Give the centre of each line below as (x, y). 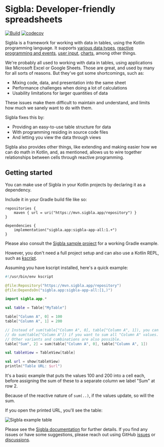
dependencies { (21, 225)
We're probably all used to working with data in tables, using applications (79, 62)
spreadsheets (34, 19)
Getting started (29, 173)
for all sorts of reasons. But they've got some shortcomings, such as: (75, 73)
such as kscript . (21, 258)
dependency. (18, 190)
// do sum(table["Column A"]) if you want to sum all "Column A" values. (82, 335)
